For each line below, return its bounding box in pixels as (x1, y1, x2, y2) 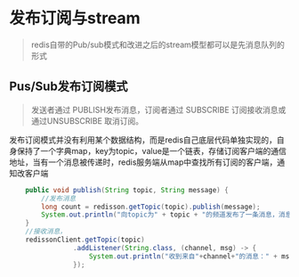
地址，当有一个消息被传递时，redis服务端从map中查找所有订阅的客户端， (9, 157, 278, 167)
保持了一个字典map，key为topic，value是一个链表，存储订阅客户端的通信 (16, 145, 287, 156)
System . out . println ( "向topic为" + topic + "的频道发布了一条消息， (41, 210, 279, 219)
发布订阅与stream (9, 8, 141, 29)
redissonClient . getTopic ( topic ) (25, 235, 145, 244)
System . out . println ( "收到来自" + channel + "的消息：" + (88, 251, 278, 261)
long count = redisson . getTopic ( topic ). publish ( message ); (41, 202, 261, 211)
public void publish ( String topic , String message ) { (25, 185, 229, 194)
